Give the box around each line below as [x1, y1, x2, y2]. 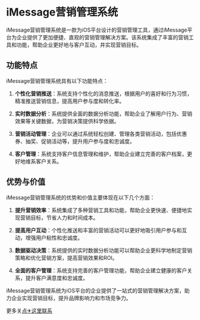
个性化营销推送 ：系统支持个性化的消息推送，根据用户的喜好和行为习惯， [14, 90, 192, 97]
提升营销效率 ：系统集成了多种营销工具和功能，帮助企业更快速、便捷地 [14, 206, 187, 213]
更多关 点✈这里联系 [6, 307, 52, 314]
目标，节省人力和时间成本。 [30, 214, 99, 221]
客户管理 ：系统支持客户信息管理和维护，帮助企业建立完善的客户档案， [14, 150, 187, 157]
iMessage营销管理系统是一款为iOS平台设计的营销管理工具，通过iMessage [6, 26, 187, 33]
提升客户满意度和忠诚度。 [25, 274, 88, 281]
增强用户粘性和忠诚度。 [25, 234, 83, 241]
